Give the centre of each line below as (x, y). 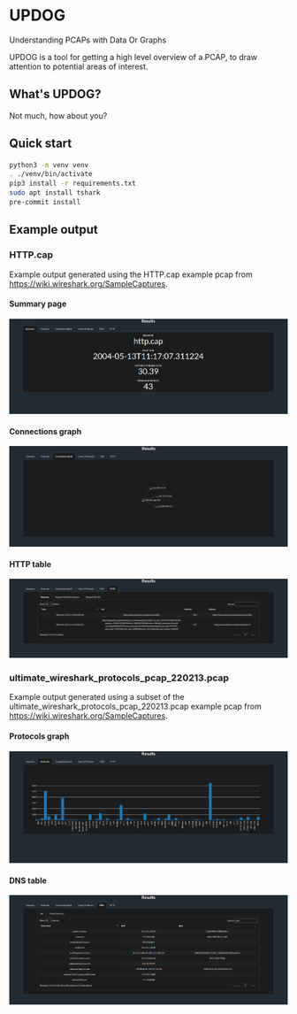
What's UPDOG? (55, 94)
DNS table (28, 880)
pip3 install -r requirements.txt (73, 184)
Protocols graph (39, 736)
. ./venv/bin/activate (51, 174)
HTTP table (30, 564)
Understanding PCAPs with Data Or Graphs (88, 40)
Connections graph (46, 431)
